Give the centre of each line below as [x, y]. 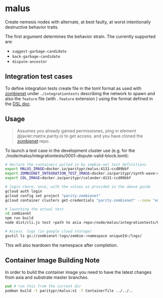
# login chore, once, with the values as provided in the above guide [78, 187]
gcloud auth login [24, 191]
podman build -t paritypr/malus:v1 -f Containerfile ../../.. [69, 291]
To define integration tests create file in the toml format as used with [73, 88]
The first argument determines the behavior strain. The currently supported [80, 36]
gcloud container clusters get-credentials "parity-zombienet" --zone [78, 200]
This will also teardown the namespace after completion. [61, 245]
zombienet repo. [33, 141]
